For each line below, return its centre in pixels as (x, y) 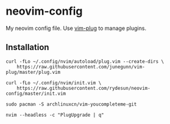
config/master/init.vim (36, 93)
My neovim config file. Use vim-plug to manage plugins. (76, 28)
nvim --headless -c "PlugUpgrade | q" (55, 115)
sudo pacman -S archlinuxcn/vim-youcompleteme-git (71, 104)
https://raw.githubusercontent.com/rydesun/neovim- (83, 88)
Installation (27, 47)
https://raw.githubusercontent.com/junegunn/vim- (81, 67)
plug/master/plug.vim (33, 72)
